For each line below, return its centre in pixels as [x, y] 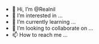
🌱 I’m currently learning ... [44, 22]
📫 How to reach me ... [40, 35]
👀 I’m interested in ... [37, 15]
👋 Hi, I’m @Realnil [34, 9]
